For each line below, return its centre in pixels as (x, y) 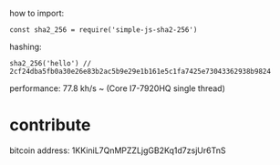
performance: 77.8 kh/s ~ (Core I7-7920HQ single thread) (118, 88)
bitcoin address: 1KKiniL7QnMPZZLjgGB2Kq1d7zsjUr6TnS (118, 150)
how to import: (37, 13)
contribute (50, 125)
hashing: (26, 46)
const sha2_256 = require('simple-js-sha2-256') (104, 30)
